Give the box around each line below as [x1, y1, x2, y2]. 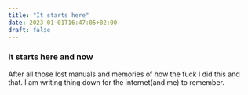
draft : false [8, 26, 51, 33]
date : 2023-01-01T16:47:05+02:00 [8, 19, 118, 26]
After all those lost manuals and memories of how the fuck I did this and [8, 69, 241, 79]
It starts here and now [8, 51, 93, 62]
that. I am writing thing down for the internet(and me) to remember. [8, 77, 225, 86]
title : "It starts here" [8, 11, 89, 19]
